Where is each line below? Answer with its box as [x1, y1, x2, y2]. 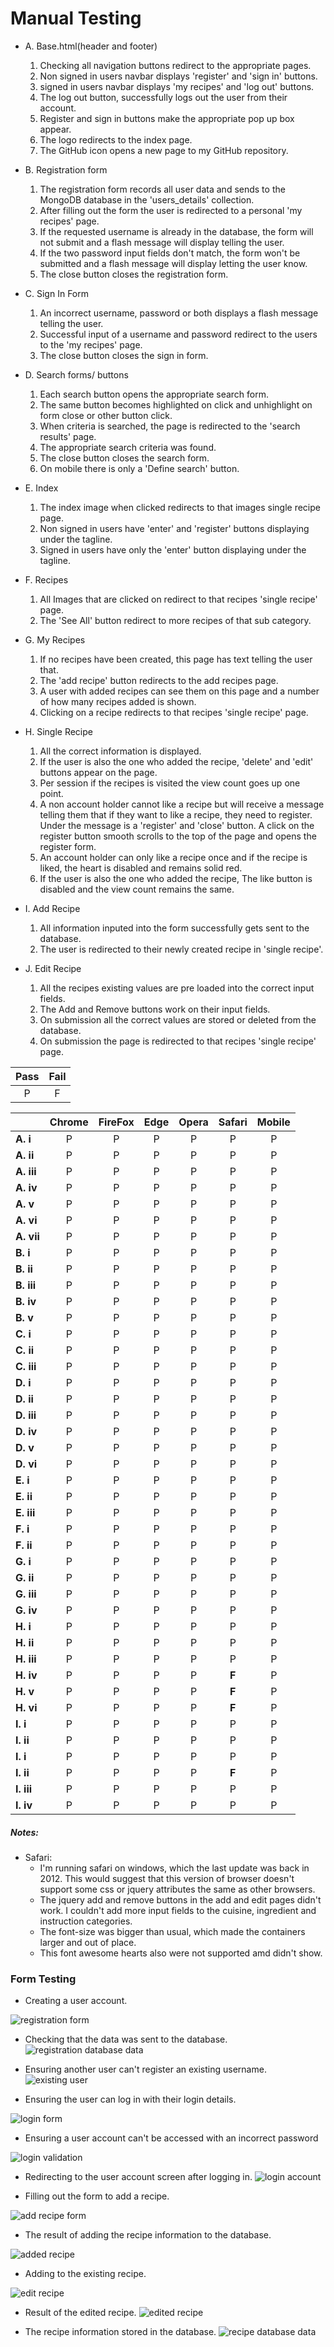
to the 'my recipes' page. [39, 338, 143, 351]
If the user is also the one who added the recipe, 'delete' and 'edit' [39, 755, 314, 767]
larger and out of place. [39, 1936, 137, 1948]
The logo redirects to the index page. [39, 133, 193, 146]
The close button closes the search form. [39, 452, 210, 464]
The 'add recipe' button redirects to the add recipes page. [39, 674, 279, 686]
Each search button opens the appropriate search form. [39, 388, 270, 400]
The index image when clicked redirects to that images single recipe [39, 501, 321, 513]
